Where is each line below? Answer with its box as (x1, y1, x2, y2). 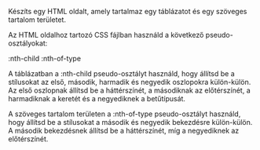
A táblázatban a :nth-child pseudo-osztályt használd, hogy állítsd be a (8, 69, 236, 78)
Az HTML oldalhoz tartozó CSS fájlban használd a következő (8, 31, 204, 39)
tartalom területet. (8, 15, 67, 24)
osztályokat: (8, 38, 48, 48)
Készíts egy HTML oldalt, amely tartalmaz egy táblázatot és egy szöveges (8, 7, 247, 16)
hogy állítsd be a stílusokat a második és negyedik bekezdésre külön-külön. (8, 118, 253, 126)
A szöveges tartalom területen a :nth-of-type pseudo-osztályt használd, (8, 109, 241, 119)
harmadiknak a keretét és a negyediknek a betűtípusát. (8, 94, 186, 103)
